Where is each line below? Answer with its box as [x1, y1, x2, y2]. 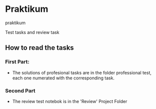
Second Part [5, 87, 36, 94]
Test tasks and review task [5, 29, 59, 35]
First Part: [5, 58, 30, 65]
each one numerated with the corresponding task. [12, 75, 115, 81]
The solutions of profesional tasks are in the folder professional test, [12, 70, 152, 75]
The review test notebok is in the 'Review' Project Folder [12, 98, 127, 104]
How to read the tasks [5, 43, 74, 52]
